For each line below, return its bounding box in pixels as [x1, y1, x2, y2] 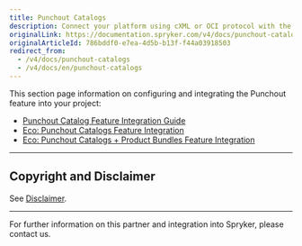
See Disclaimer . [9, 193, 67, 204]
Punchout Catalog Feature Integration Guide [22, 114, 186, 126]
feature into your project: [9, 97, 102, 108]
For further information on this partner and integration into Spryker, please [9, 218, 285, 230]
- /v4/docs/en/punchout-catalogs [17, 64, 143, 73]
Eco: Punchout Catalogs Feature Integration [22, 124, 184, 135]
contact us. [9, 228, 51, 239]
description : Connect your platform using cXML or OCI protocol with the [9, 22, 292, 31]
